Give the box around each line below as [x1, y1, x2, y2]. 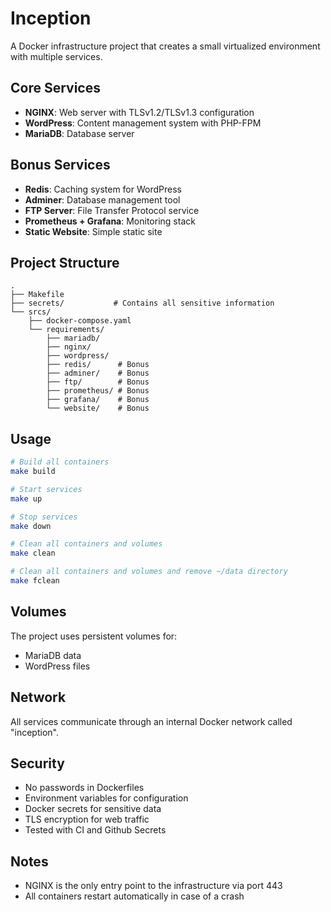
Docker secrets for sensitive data [24, 803, 162, 815]
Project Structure [10, 254, 120, 271]
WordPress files [24, 660, 91, 672]
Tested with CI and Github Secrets [24, 824, 167, 836]
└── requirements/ [28, 325, 105, 335]
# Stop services [10, 512, 78, 522]
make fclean [10, 576, 60, 586]
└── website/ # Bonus [46, 403, 150, 414]
